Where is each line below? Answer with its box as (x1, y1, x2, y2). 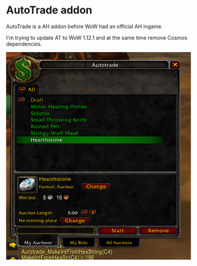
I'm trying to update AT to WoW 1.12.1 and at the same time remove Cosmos (6, 34, 188, 41)
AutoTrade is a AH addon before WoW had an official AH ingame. (6, 23, 163, 30)
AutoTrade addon (6, 4, 93, 17)
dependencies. (6, 40, 42, 47)
